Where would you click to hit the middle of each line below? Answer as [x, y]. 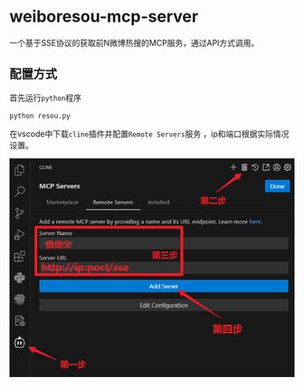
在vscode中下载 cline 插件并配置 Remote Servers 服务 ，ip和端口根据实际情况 [149, 134]
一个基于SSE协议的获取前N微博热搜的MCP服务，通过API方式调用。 [134, 42]
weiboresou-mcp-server [104, 17]
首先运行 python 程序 [45, 98]
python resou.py [40, 116]
